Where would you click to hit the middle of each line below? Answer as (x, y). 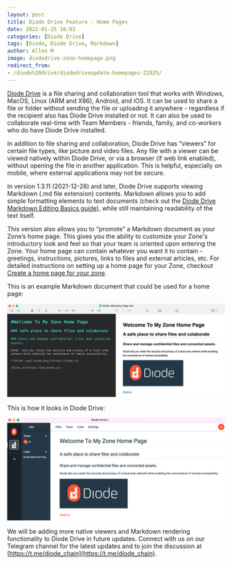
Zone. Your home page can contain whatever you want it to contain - (105, 251)
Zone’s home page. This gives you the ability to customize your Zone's (108, 236)
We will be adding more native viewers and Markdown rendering (99, 531)
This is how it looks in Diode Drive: (56, 408)
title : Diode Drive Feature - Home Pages (68, 22)
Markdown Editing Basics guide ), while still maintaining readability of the (110, 208)
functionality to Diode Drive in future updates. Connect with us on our (106, 538)
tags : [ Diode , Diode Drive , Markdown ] (63, 44)
